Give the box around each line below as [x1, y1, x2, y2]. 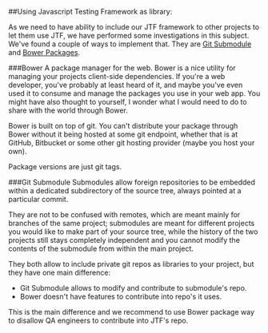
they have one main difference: [8, 268, 110, 277]
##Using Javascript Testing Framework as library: [8, 7, 173, 16]
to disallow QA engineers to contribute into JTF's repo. [8, 315, 189, 325]
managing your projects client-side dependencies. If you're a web [8, 72, 226, 81]
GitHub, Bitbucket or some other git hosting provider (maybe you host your [8, 138, 255, 147]
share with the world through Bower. [8, 105, 128, 115]
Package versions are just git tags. [8, 162, 122, 171]
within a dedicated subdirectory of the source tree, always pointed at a [8, 186, 242, 195]
